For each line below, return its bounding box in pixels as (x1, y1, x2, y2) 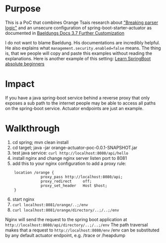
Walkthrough (5, 123, 60, 134)
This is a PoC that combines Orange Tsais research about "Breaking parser (5, 19, 159, 25)
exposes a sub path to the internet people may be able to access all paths (5, 100, 156, 106)
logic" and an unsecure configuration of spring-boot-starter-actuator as (5, 24, 152, 30)
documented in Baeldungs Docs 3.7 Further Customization (5, 30, 125, 36)
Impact (5, 78, 35, 90)
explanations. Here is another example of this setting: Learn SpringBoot (5, 55, 151, 61)
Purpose (5, 3, 41, 14)
